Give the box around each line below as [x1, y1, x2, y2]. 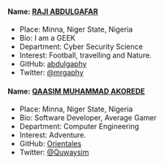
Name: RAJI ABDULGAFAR [7, 7, 98, 16]
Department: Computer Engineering [19, 122, 140, 132]
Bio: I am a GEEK [19, 33, 76, 43]
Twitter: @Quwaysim [19, 147, 89, 158]
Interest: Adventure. [19, 130, 86, 140]
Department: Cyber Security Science [19, 41, 143, 52]
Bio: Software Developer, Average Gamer [19, 113, 157, 123]
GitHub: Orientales [19, 139, 82, 149]
